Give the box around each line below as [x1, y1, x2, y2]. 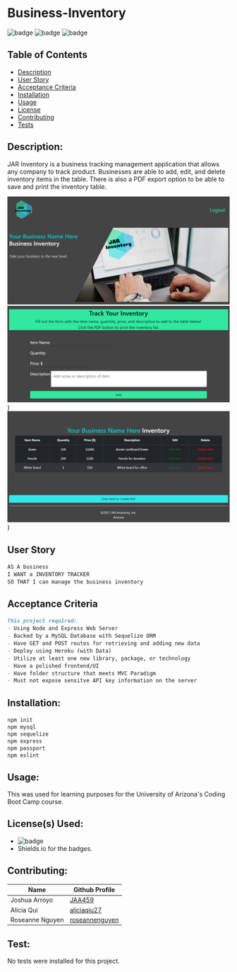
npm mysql [7, 724, 37, 731]
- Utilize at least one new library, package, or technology [7, 655, 191, 662]
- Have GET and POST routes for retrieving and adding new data [7, 640, 200, 647]
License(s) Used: [7, 818, 84, 830]
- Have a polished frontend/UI [7, 662, 99, 670]
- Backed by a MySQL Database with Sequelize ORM [7, 632, 157, 640]
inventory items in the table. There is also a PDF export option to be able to [7, 175, 224, 183]
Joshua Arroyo [10, 896, 54, 904]
